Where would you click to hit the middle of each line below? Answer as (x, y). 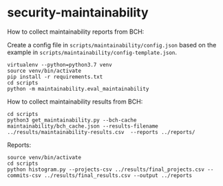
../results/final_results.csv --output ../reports (118, 175)
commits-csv (24, 175)
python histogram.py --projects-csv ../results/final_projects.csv (106, 170)
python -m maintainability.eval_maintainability (78, 89)
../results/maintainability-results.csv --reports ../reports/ (101, 132)
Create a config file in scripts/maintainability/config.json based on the (112, 45)
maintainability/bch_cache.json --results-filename (83, 126)
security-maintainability (78, 13)
